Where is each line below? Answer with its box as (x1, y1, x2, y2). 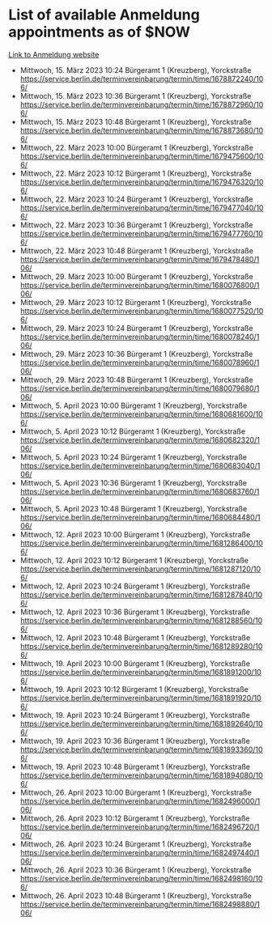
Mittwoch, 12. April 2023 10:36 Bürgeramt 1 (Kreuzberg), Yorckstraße (19, 607, 251, 617)
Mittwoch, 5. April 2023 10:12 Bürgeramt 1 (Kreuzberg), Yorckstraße (19, 426, 245, 436)
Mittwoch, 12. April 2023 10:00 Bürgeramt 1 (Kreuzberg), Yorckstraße (19, 529, 251, 539)
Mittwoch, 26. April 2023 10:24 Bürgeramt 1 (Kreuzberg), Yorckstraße (19, 839, 252, 849)
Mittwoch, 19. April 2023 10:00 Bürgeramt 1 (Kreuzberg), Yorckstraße (19, 658, 251, 668)
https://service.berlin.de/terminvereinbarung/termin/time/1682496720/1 (19, 821, 260, 831)
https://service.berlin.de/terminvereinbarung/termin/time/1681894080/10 (19, 770, 263, 780)
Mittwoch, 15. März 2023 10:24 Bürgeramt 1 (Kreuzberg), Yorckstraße (19, 65, 252, 74)
